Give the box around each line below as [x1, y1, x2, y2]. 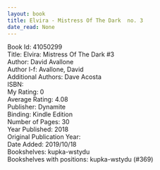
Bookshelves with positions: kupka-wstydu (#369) [7, 155, 154, 164]
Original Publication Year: [7, 133, 81, 141]
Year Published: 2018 [7, 125, 69, 134]
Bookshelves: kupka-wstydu [7, 147, 90, 156]
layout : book [7, 10, 46, 18]
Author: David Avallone [7, 58, 74, 66]
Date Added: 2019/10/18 [7, 140, 77, 149]
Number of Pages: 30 [7, 118, 70, 126]
